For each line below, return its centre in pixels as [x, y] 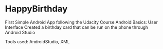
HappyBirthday [36, 9]
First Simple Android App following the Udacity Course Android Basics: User [81, 22]
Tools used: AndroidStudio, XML [37, 41]
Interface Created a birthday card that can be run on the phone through [77, 27]
